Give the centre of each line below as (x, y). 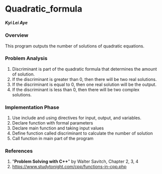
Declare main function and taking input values (58, 128)
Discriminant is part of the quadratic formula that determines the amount (84, 69)
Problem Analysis (26, 58)
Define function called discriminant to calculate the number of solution (82, 133)
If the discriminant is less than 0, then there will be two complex (76, 89)
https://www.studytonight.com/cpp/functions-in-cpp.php (69, 167)
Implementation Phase (32, 107)
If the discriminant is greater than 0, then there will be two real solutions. (84, 79)
